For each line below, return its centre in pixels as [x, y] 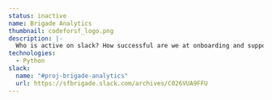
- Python [30, 61]
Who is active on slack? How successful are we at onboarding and [130, 46]
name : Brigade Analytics [50, 23]
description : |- [36, 38]
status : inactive [38, 16]
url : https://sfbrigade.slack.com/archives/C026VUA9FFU [112, 83]
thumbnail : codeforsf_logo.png [61, 31]
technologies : [32, 53]
